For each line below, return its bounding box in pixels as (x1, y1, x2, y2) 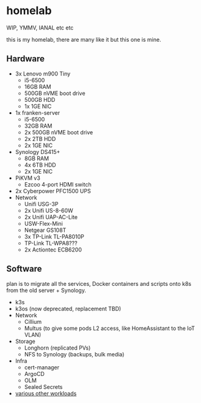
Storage (15, 337, 35, 345)
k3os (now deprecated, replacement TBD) (15, 305, 122, 312)
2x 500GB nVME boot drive (24, 128, 93, 136)
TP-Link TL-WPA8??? (24, 239, 78, 247)
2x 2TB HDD (24, 135, 56, 142)
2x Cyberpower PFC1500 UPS (15, 187, 91, 194)
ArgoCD (24, 370, 45, 377)
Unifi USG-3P (24, 200, 59, 207)
